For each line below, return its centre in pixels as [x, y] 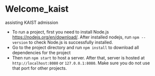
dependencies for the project [41, 53]
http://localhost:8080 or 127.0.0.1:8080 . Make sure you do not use [81, 63]
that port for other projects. [39, 68]
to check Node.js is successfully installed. [71, 42]
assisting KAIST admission [32, 22]
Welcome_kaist [37, 9]
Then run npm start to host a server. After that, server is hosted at [78, 57]
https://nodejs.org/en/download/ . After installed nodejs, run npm [76, 37]
